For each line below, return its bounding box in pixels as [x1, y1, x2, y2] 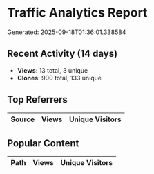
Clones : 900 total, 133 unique [17, 73, 102, 82]
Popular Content [7, 137, 79, 149]
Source [10, 114, 35, 124]
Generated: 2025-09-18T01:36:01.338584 [7, 28, 126, 36]
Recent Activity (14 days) [7, 48, 118, 60]
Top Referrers [7, 94, 68, 105]
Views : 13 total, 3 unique [17, 66, 88, 74]
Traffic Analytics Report [7, 5, 148, 21]
